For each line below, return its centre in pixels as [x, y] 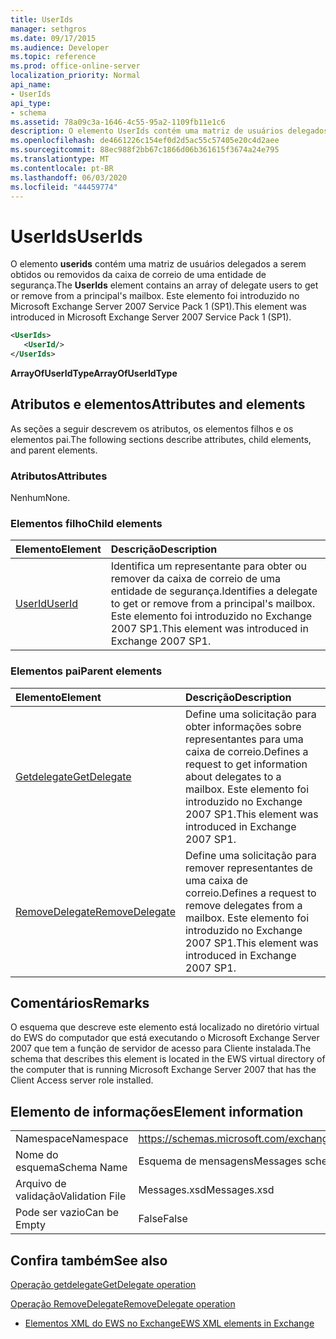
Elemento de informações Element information [157, 1111]
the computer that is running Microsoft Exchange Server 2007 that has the [163, 1070]
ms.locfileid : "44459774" [64, 187]
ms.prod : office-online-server [75, 66]
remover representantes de [248, 868]
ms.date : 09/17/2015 [53, 38]
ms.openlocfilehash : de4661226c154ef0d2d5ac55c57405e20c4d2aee [145, 141]
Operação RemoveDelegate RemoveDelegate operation [123, 1304]
